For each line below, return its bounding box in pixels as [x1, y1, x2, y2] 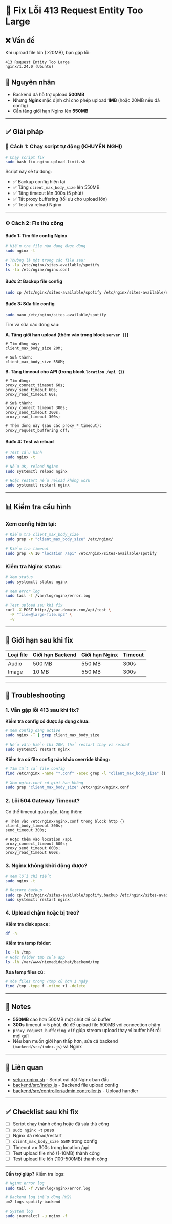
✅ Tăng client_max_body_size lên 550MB [12, 184, 100, 190]
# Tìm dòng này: [5, 341, 40, 346]
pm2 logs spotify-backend [5, 1199, 60, 1205]
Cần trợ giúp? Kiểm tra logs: [5, 1171, 65, 1177]
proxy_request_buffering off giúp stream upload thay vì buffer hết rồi [12, 1027, 161, 1033]
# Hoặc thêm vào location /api [5, 837, 72, 842]
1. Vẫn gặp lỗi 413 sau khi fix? [5, 706, 79, 713]
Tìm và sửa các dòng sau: [5, 321, 60, 327]
